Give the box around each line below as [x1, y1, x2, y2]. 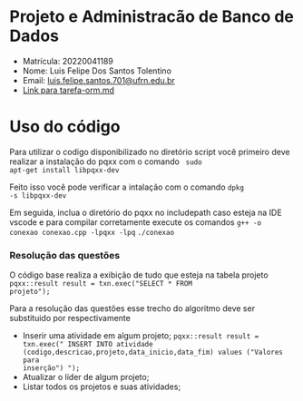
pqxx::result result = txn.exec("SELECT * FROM [9, 279, 193, 289]
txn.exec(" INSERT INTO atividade [22, 340, 153, 349]
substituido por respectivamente [9, 313, 132, 324]
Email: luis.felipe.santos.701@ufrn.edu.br [22, 74, 175, 85]
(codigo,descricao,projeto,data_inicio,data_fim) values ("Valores [22, 347, 283, 357]
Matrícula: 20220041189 [22, 55, 113, 66]
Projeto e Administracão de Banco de [9, 6, 295, 27]
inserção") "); [22, 364, 81, 373]
